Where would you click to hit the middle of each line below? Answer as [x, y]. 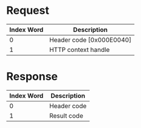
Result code [66, 115]
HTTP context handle [80, 50]
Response [32, 77]
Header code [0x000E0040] [91, 40]
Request [28, 11]
